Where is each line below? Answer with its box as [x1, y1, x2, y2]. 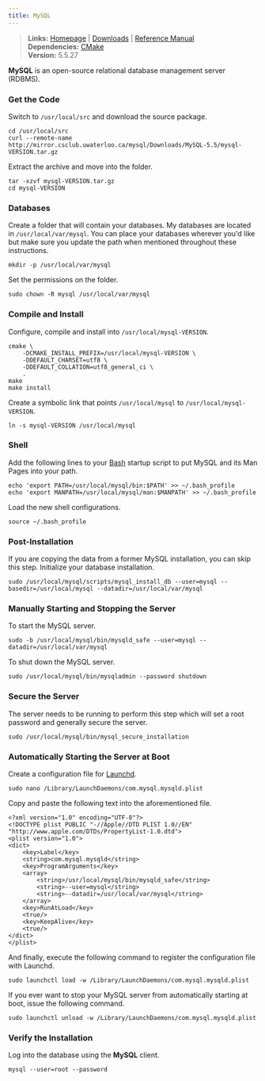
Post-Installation [8, 536, 74, 547]
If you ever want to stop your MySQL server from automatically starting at [8, 991, 248, 999]
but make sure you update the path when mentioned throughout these [8, 237, 237, 247]
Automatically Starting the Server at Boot [8, 751, 170, 762]
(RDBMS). [8, 74, 41, 83]
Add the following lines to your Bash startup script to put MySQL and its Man [8, 458, 258, 467]
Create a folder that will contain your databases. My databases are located [8, 220, 252, 230]
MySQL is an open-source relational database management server [8, 65, 225, 75]
